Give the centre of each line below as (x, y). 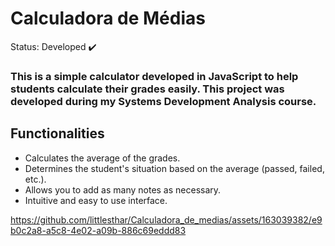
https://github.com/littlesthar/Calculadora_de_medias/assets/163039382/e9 (166, 219)
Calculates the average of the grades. (102, 158)
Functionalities (57, 133)
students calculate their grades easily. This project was (147, 89)
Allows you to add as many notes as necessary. (123, 189)
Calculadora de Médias (108, 18)
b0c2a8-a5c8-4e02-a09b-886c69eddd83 (98, 230)
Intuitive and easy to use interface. (96, 200)
